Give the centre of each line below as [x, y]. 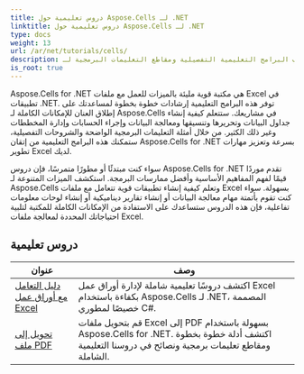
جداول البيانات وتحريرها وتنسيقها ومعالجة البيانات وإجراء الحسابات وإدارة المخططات [151, 122]
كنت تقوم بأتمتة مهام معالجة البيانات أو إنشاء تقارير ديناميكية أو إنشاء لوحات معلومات [151, 197]
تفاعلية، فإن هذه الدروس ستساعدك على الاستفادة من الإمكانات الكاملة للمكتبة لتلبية [150, 206]
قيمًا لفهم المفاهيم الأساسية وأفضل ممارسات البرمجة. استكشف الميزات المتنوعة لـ [148, 178]
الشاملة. [94, 356]
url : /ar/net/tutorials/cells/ [69, 51]
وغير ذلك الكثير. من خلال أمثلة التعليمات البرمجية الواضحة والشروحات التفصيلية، [143, 132]
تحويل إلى [34, 333]
